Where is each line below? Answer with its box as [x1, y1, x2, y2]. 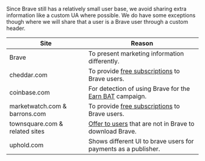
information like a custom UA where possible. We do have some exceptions [6, 12, 196, 19]
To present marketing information [88, 49, 184, 57]
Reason [131, 39, 154, 48]
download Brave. [88, 127, 137, 135]
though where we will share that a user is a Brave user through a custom [6, 18, 189, 25]
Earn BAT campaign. [88, 92, 147, 100]
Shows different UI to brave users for [88, 137, 194, 145]
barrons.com [9, 110, 46, 118]
